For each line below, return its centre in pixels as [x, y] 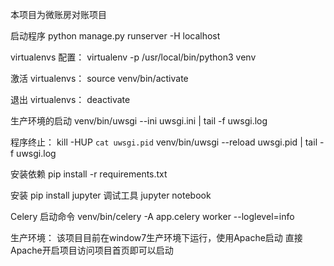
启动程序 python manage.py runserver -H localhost [115, 36]
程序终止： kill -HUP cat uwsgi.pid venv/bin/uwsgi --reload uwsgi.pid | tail [164, 142]
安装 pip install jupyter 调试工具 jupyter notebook [111, 195]
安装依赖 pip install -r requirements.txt [89, 174]
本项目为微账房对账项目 [58, 14]
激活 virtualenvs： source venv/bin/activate [99, 78]
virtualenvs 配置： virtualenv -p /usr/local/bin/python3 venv [133, 57]
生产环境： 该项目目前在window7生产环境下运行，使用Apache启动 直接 [156, 237]
